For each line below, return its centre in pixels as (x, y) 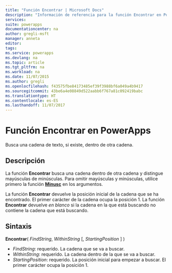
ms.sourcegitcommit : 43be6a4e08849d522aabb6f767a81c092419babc (74, 91)
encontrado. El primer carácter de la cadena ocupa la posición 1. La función (85, 199)
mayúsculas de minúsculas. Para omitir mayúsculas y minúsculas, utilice (82, 178)
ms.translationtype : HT (31, 96)
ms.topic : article (25, 62)
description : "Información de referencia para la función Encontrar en (83, 15)
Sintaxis (19, 227)
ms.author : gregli (25, 81)
